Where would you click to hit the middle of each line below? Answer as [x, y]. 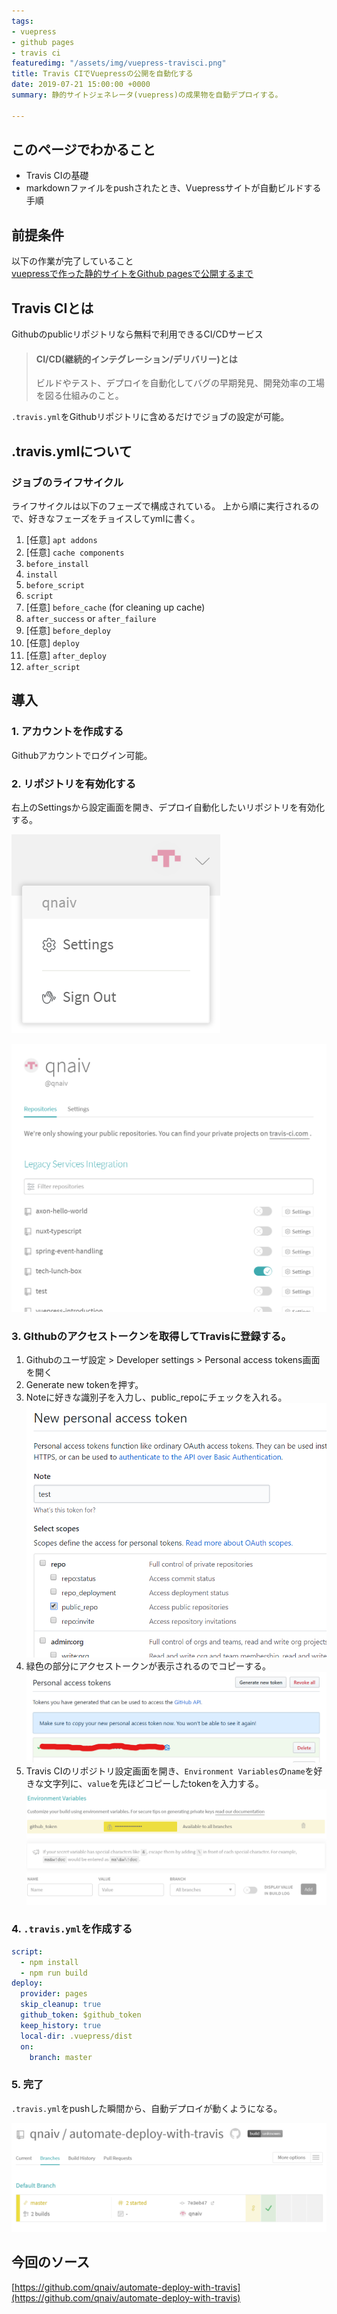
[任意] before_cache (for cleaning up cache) [115, 607]
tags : [22, 21]
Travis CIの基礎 [57, 176]
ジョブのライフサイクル [67, 482]
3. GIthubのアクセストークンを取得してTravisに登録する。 [151, 1336]
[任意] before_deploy [68, 630]
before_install [57, 564]
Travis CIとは [52, 308]
